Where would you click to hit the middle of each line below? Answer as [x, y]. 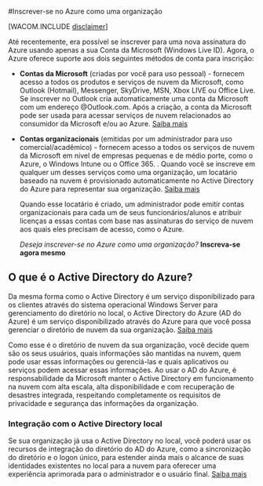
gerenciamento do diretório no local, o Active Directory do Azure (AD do [125, 312]
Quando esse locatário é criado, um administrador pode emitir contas [132, 204]
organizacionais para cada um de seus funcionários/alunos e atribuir [130, 212]
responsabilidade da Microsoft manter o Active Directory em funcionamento [131, 378]
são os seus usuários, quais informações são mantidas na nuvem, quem [125, 353]
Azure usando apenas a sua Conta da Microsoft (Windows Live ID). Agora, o [131, 50]
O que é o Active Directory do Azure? [100, 278]
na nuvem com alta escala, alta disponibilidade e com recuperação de [121, 386]
